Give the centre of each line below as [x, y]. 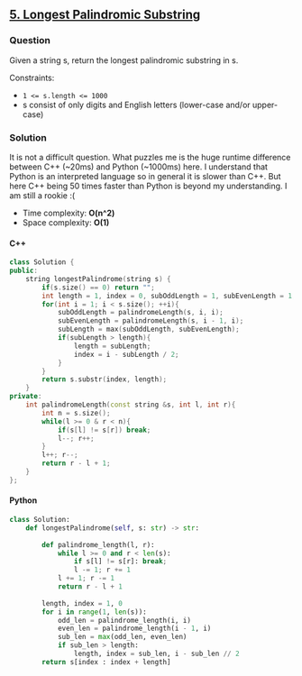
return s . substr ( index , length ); [105, 379]
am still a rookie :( [42, 195]
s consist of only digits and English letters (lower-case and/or [136, 105]
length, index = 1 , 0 [82, 603]
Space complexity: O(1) [66, 222]
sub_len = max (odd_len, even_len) [122, 637]
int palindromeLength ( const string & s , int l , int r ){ [131, 405]
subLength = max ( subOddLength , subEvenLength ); [149, 329]
